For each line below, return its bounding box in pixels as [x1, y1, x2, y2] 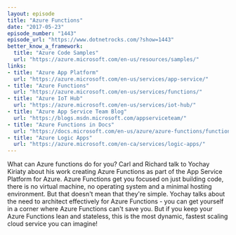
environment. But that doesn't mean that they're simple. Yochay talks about [7, 190, 225, 199]
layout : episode [7, 10, 55, 18]
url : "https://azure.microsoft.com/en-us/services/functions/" [13, 88, 202, 95]
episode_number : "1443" [7, 29, 77, 37]
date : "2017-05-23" [7, 23, 65, 30]
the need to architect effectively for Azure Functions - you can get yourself [7, 197, 224, 206]
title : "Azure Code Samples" [13, 50, 99, 57]
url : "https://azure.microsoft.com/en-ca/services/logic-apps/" [13, 141, 206, 148]
